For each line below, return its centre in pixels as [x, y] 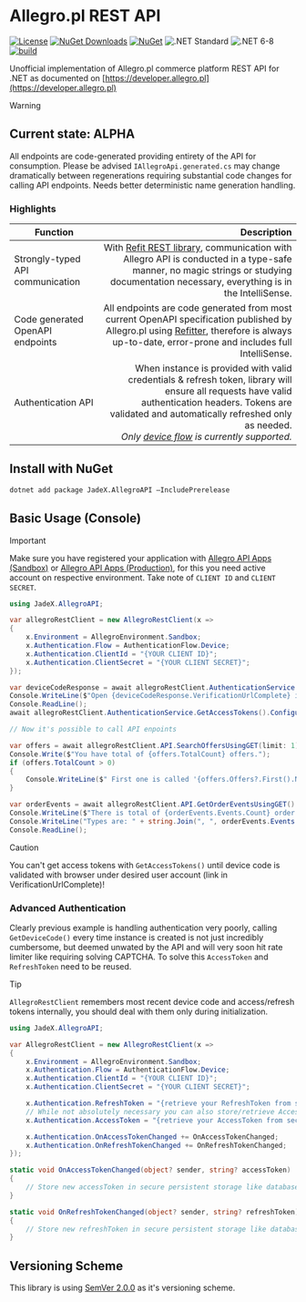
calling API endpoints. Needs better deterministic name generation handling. [153, 185]
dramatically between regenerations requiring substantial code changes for [151, 175]
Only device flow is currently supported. [207, 436]
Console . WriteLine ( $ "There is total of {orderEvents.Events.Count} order [153, 813]
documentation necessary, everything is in [201, 282]
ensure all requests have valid [229, 391]
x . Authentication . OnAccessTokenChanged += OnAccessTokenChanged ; [153, 1137]
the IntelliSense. [258, 293]
